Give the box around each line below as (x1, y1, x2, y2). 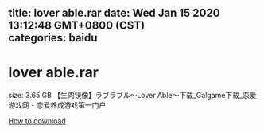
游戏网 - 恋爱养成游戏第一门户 (8, 100, 107, 110)
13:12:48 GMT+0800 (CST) (8, 19, 146, 33)
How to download (8, 116, 66, 126)
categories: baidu (8, 31, 98, 45)
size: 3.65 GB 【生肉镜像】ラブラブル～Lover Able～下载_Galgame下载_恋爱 (8, 91, 257, 100)
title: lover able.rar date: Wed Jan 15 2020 (8, 6, 220, 20)
